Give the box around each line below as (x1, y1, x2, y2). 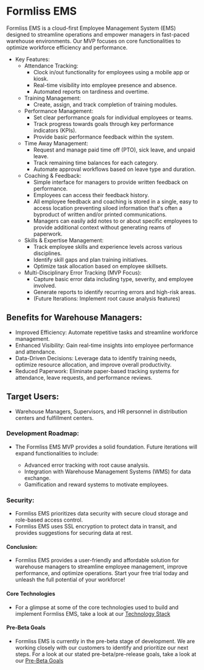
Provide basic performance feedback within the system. (33, 133, 174, 141)
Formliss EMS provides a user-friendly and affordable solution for (15, 557, 180, 564)
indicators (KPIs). (33, 127, 77, 134)
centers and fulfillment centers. (15, 414, 94, 421)
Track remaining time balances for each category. (33, 159, 158, 166)
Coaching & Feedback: (24, 172, 82, 179)
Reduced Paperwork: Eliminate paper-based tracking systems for (15, 367, 180, 375)
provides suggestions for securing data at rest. (15, 529, 133, 537)
